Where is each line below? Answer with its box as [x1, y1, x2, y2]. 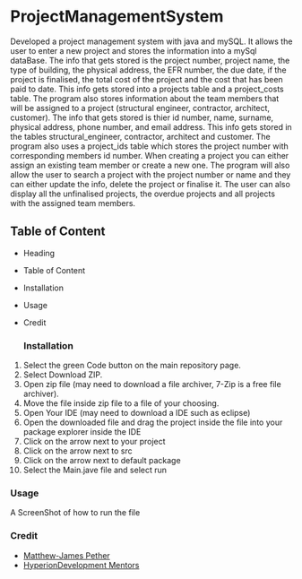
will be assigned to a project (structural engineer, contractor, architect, [10, 102, 271, 113]
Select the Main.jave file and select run [22, 464, 168, 476]
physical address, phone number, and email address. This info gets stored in [10, 121, 292, 132]
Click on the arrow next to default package [22, 455, 182, 466]
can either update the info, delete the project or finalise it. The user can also [10, 178, 290, 189]
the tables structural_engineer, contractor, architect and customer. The [10, 131, 272, 142]
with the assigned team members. [10, 197, 136, 208]
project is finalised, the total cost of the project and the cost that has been [10, 73, 283, 84]
